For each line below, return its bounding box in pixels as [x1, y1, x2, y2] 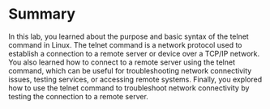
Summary [8, 5, 75, 23]
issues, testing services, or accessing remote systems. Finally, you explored [8, 74, 263, 84]
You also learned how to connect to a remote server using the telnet [8, 57, 236, 67]
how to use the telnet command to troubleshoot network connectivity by [8, 82, 250, 93]
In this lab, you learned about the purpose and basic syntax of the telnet [8, 31, 249, 41]
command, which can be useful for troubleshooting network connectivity [8, 65, 252, 75]
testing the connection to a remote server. [8, 91, 148, 101]
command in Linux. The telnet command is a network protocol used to [8, 40, 242, 49]
